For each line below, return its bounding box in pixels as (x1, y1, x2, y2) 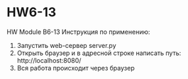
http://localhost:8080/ (16, 56, 82, 64)
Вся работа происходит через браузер (16, 63, 136, 72)
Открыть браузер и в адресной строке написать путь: (16, 49, 182, 57)
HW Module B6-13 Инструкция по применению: (6, 28, 150, 36)
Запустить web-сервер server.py (16, 41, 116, 49)
